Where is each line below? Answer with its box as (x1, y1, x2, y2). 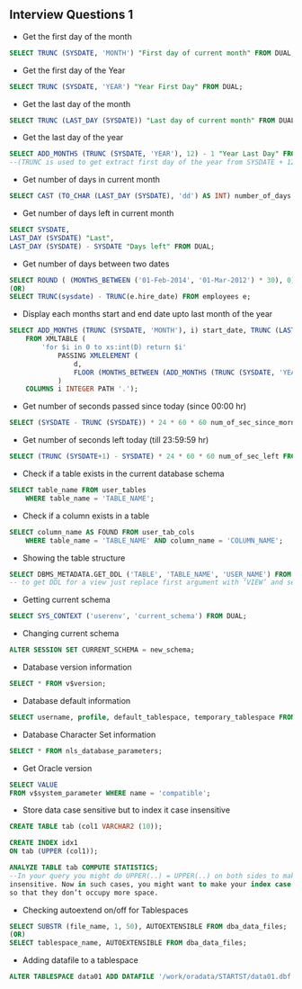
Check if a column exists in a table (22, 510, 150, 521)
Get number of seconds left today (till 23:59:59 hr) (22, 435, 209, 445)
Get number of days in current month (22, 175, 160, 185)
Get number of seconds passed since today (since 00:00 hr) (22, 400, 247, 412)
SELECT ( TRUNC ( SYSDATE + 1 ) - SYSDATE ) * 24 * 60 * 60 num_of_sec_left (9, 452, 280, 462)
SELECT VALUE (9, 780, 58, 789)
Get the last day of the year (22, 132, 124, 143)
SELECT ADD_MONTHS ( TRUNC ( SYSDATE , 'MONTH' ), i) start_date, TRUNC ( (9, 326, 280, 336)
